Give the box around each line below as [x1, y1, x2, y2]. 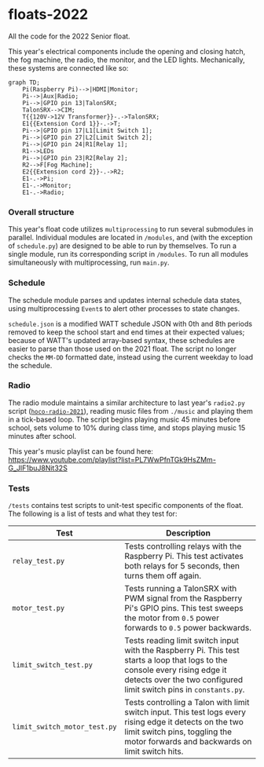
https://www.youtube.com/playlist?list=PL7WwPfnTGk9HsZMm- [8, 455, 216, 464]
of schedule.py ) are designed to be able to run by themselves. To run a [8, 241, 237, 250]
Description [166, 528, 211, 539]
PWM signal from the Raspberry [124, 593, 243, 604]
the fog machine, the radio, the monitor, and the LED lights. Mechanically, [8, 55, 245, 64]
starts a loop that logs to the [124, 655, 228, 666]
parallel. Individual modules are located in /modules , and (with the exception [8, 233, 253, 243]
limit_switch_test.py [12, 661, 93, 670]
